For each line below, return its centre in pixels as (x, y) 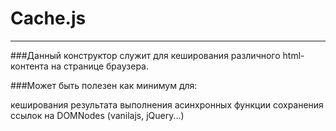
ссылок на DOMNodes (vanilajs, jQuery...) (97, 115)
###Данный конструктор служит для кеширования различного (145, 55)
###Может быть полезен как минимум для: (104, 85)
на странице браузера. (99, 66)
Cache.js (48, 18)
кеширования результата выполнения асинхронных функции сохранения (167, 104)
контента (29, 66)
